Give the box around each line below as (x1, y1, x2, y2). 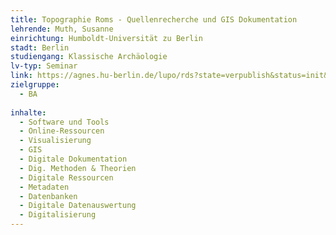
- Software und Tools (19, 117, 110, 127)
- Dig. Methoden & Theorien (19, 163, 137, 173)
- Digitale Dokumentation (19, 154, 128, 164)
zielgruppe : (10, 80, 60, 90)
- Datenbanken (19, 191, 78, 201)
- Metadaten (19, 182, 70, 192)
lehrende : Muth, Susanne (10, 24, 114, 34)
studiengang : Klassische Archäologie (10, 52, 168, 62)
